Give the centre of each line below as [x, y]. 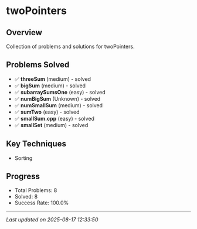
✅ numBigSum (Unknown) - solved [57, 98]
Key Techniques [36, 144]
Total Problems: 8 [36, 190]
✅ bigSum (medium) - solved [50, 86]
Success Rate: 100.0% [42, 203]
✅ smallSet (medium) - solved [51, 125]
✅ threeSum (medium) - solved [53, 79]
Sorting [23, 158]
